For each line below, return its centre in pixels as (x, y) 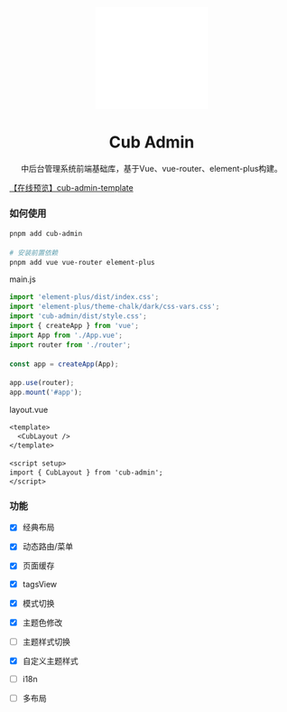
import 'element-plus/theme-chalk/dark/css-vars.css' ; (115, 307)
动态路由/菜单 (48, 547)
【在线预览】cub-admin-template (71, 187)
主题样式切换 (46, 642)
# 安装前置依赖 (34, 253)
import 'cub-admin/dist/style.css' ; (78, 316)
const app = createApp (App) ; (64, 364)
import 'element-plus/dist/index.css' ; (84, 297)
